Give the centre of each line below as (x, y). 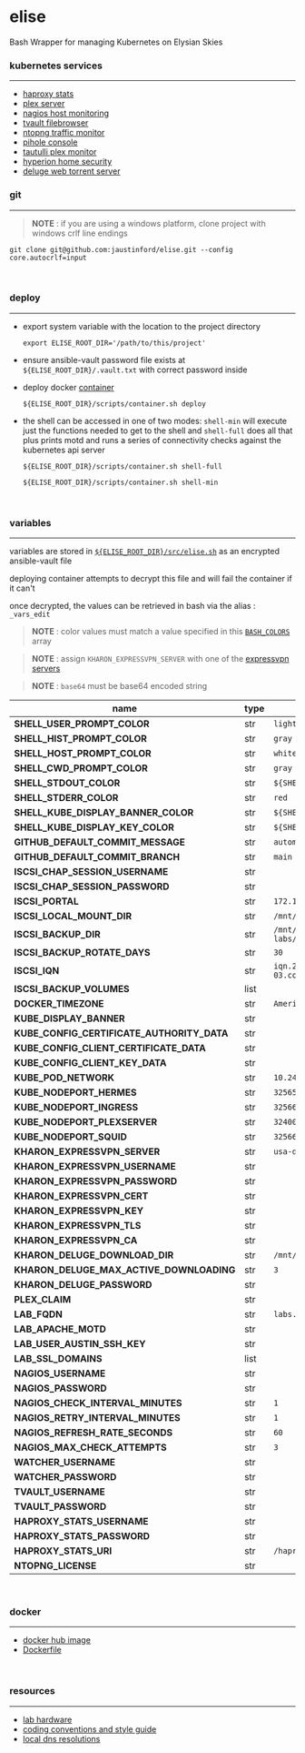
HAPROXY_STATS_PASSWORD (82, 1536)
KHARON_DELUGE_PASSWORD (83, 1285)
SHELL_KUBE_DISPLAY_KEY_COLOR (94, 827)
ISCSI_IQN (37, 971)
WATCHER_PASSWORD (65, 1477)
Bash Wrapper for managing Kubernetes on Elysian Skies (116, 42)
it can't (22, 588)
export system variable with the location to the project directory (142, 326)
